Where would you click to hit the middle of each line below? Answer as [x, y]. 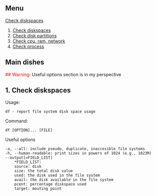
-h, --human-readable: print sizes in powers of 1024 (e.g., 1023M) [79, 154]
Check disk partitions [34, 35]
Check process [28, 46]
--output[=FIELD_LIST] [29, 158]
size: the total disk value [44, 171]
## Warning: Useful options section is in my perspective [63, 74]
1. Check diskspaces [38, 90]
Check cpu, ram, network [39, 41]
